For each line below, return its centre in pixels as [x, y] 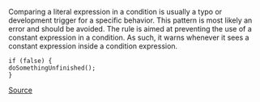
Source [20, 90]
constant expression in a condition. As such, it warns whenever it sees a [129, 37]
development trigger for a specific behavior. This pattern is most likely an [130, 20]
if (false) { [30, 61]
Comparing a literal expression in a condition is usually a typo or [115, 12]
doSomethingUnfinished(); [52, 68]
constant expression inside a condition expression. [93, 46]
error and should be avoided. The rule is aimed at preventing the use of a [130, 29]
